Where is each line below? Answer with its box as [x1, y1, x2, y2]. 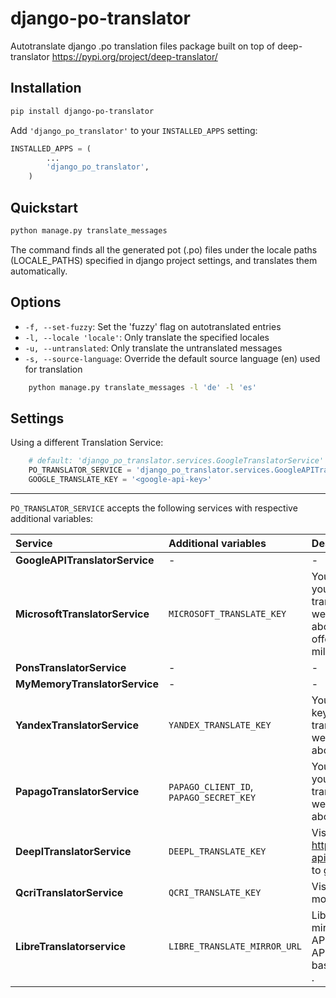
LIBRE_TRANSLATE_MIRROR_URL [168, 940, 302, 952]
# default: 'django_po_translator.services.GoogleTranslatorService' [28, 456, 325, 466]
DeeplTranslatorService [15, 844, 132, 858]
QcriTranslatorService [15, 885, 124, 899]
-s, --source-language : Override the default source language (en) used [24, 352, 321, 364]
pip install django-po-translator [10, 106, 155, 116]
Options [10, 294, 62, 311]
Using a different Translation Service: [10, 437, 164, 449]
